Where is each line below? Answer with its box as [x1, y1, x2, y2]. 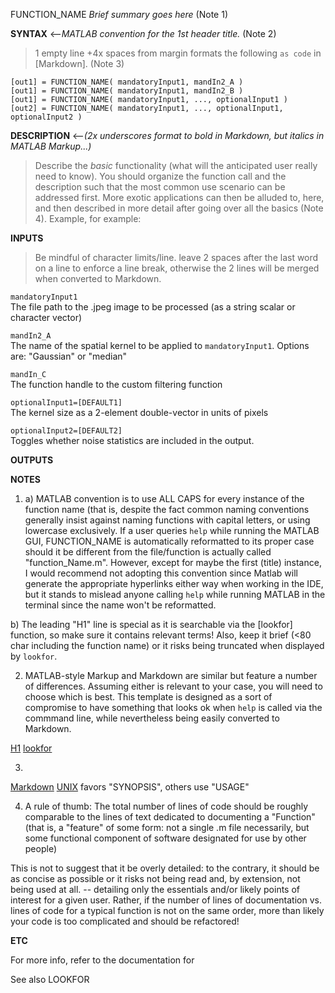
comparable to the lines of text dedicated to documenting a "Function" [24, 811, 316, 823]
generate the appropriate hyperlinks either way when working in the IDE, [24, 578, 324, 589]
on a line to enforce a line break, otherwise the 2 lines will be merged [34, 262, 320, 274]
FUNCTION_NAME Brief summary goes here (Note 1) [10, 9, 229, 20]
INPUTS [10, 232, 44, 244]
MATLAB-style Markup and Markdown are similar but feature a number [24, 670, 318, 681]
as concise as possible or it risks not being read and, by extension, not [10, 873, 301, 884]
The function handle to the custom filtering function [10, 379, 223, 390]
